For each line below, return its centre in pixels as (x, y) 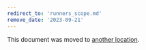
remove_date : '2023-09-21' (45, 20)
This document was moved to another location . (73, 39)
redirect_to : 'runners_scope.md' (55, 13)
